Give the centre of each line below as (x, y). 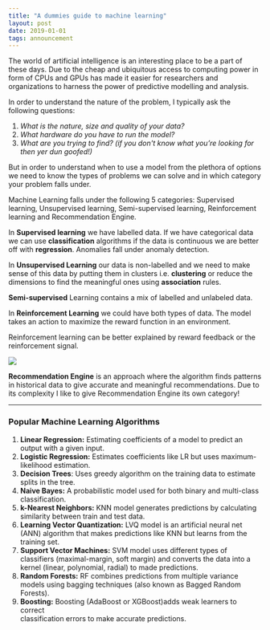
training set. (40, 542)
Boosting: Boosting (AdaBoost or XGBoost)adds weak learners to (128, 601)
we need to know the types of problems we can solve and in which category (135, 176)
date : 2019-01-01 (37, 30)
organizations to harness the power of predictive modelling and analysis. (129, 87)
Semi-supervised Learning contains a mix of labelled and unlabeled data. (131, 298)
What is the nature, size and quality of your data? (102, 126)
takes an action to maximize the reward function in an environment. (120, 322)
